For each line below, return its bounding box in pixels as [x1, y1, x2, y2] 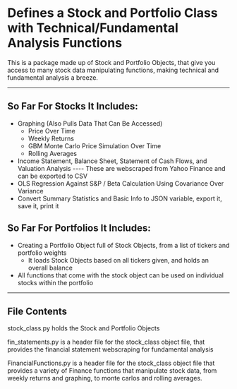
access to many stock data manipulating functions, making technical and [7, 66, 219, 74]
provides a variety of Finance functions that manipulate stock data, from [7, 366, 217, 375]
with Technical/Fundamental [7, 20, 178, 36]
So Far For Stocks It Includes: [7, 100, 139, 112]
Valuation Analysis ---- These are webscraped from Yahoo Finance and [17, 164, 226, 172]
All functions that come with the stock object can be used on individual [17, 270, 224, 280]
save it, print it [17, 201, 59, 210]
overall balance [28, 263, 73, 272]
